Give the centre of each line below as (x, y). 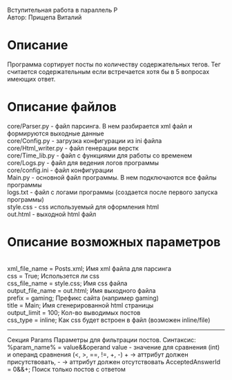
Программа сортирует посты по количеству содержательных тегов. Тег (114, 64)
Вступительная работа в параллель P (62, 10)
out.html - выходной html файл (52, 214)
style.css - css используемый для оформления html (83, 207)
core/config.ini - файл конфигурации (60, 170)
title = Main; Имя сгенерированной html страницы (80, 305)
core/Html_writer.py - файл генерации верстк (73, 148)
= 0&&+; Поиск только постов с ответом (67, 369)
